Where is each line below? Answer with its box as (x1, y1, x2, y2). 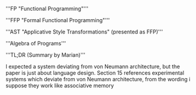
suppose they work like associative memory (5, 82, 114, 89)
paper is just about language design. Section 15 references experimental (5, 69, 185, 76)
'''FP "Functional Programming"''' (5, 5, 89, 12)
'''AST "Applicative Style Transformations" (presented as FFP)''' (5, 28, 163, 35)
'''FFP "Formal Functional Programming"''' (5, 17, 110, 23)
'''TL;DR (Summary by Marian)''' (5, 51, 86, 59)
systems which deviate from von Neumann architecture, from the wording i (5, 76, 191, 82)
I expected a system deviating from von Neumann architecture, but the (5, 63, 180, 70)
